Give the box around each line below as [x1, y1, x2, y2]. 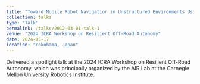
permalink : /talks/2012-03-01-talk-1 [6, 25, 100, 32]
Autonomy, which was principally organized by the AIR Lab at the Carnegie [6, 64, 189, 71]
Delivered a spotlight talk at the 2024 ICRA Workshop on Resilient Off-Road [6, 58, 191, 66]
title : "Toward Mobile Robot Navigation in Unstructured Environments [6, 8, 185, 15]
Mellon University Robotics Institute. [6, 71, 95, 78]
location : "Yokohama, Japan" [6, 42, 79, 48]
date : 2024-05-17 [6, 36, 49, 42]
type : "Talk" [6, 20, 39, 26]
